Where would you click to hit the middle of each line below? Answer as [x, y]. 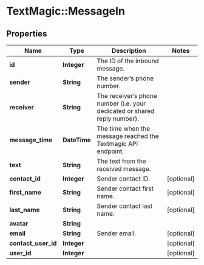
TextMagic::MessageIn [66, 11]
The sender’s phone [125, 78]
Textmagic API [117, 144]
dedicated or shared [126, 111]
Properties [27, 34]
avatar [19, 223]
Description [129, 51]
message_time [31, 140]
